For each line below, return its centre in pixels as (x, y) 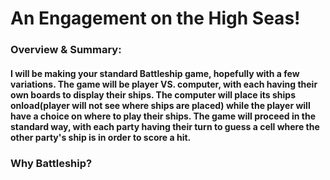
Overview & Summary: (66, 50)
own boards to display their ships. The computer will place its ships (153, 94)
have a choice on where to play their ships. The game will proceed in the (163, 116)
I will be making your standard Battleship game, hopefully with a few (155, 73)
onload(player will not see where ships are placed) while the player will (160, 105)
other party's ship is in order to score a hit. (101, 137)
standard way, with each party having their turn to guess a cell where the (165, 126)
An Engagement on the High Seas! (155, 18)
